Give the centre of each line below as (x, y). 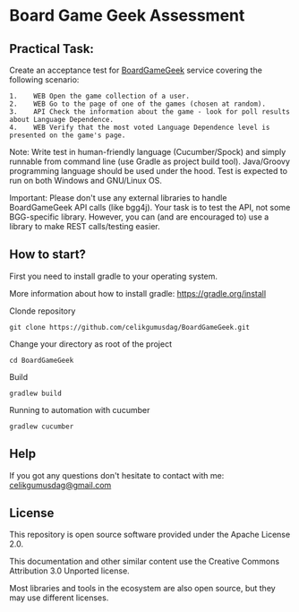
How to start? (48, 255)
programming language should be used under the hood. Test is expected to (149, 171)
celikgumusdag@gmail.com (60, 485)
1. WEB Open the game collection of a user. (100, 96)
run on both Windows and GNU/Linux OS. (86, 181)
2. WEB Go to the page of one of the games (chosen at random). (138, 104)
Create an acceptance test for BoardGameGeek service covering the (136, 70)
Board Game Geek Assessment (127, 16)
